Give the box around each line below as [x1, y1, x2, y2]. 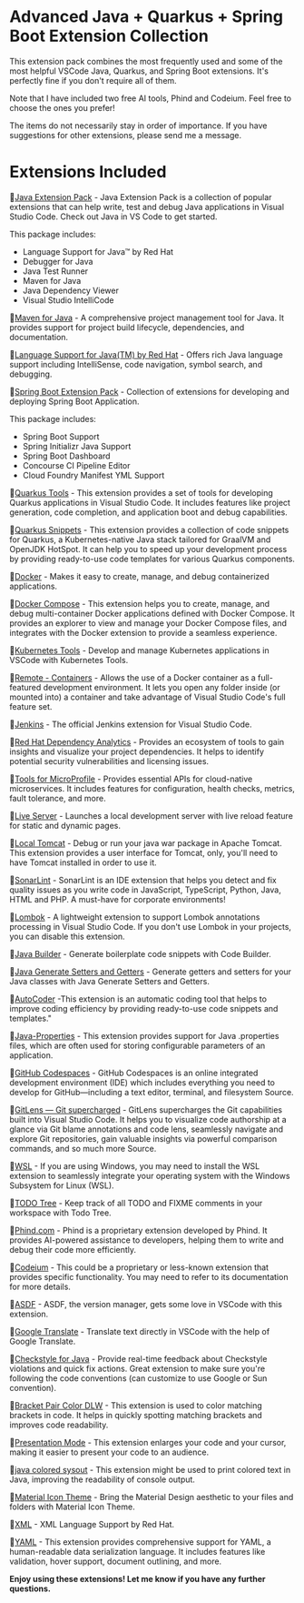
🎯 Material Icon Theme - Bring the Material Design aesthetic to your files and [9, 1491, 294, 1502]
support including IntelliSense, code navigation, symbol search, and [9, 358, 263, 369]
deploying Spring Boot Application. [9, 396, 140, 407]
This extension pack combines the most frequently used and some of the [9, 55, 283, 66]
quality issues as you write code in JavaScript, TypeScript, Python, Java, [9, 884, 281, 895]
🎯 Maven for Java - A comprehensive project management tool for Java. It [9, 312, 284, 323]
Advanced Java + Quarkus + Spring [9, 6, 284, 27]
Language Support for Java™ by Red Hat [22, 246, 174, 257]
